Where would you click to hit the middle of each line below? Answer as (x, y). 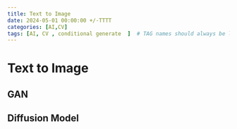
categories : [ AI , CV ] (38, 27)
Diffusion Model (43, 118)
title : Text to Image (39, 14)
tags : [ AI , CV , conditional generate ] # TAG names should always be (116, 33)
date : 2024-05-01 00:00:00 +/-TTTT (60, 20)
